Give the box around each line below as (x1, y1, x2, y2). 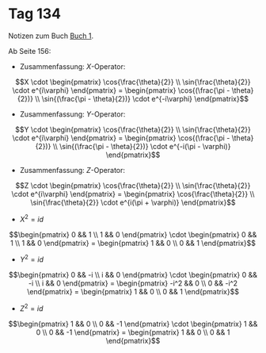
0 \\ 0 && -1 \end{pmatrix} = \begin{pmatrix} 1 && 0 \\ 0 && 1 (36, 327, 230, 337)
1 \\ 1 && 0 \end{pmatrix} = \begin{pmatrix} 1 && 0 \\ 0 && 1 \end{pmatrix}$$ (10, 238, 256, 247)
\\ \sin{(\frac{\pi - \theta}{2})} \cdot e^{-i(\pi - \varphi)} (52, 141, 231, 151)
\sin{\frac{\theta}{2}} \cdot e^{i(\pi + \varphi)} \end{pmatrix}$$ (30, 198, 236, 207)
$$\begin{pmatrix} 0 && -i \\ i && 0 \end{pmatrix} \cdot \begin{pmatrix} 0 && (8, 271, 258, 280)
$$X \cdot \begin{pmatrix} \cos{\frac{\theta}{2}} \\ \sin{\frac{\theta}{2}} (15, 77, 251, 86)
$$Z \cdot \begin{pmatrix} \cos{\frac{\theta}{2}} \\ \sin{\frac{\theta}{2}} (15, 180, 251, 190)
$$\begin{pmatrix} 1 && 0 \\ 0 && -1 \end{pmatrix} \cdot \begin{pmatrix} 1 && (8, 319, 258, 328)
